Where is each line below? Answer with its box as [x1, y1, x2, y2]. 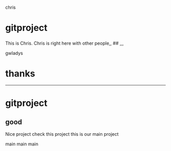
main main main [5, 141, 39, 147]
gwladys [5, 50, 23, 56]
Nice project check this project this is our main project [5, 131, 119, 137]
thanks [5, 68, 36, 79]
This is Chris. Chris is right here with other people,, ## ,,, [5, 40, 124, 46]
